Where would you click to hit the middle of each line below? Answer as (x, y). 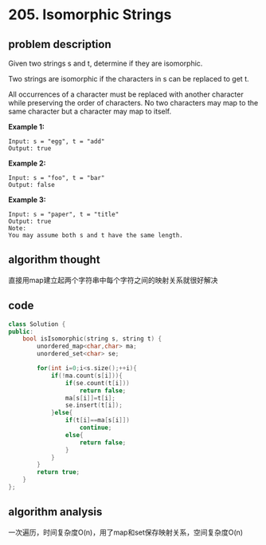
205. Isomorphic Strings (90, 15)
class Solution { (37, 324)
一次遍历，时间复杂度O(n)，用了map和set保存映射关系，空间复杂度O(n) (126, 532)
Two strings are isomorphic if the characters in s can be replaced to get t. (129, 79)
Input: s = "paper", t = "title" (64, 214)
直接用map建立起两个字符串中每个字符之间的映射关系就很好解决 (113, 280)
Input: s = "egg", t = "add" (57, 141)
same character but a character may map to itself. (90, 111)
